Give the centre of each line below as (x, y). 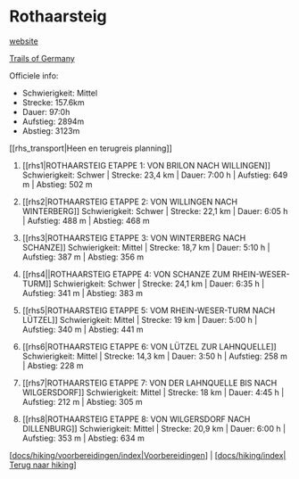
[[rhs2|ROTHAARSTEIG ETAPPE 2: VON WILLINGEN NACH (130, 202)
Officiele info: (34, 75)
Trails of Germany (42, 58)
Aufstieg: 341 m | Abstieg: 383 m (82, 293)
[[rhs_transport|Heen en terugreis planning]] (91, 148)
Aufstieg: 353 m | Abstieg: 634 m (83, 438)
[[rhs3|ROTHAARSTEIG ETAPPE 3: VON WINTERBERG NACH (134, 237)
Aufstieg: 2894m (53, 121)
